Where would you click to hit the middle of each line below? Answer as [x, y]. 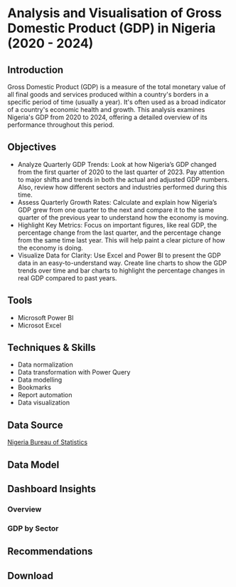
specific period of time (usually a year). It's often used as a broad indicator [117, 102]
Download [30, 576]
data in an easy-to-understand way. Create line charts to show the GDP [122, 262]
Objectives [32, 147]
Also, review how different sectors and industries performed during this [122, 187]
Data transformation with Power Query [74, 372]
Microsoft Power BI [45, 317]
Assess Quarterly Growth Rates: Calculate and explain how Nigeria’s [117, 202]
